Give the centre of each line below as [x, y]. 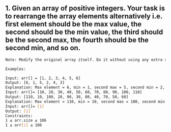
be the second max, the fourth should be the [77, 40]
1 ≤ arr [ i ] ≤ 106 [24, 125]
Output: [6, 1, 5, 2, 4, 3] [35, 83]
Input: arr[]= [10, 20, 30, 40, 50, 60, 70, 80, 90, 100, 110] [74, 92]
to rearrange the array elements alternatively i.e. [84, 16]
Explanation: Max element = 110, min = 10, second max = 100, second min [85, 102]
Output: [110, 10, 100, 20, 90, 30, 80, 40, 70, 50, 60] [67, 97]
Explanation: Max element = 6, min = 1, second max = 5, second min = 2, [85, 88]
